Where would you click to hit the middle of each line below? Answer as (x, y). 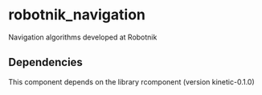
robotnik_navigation (77, 15)
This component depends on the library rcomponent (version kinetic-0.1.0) (131, 81)
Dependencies (45, 62)
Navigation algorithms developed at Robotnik (83, 37)
